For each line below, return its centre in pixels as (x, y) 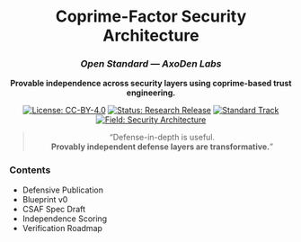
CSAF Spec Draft (54, 209)
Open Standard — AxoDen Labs (151, 64)
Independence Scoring (65, 219)
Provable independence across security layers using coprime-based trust (151, 84)
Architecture (151, 36)
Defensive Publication (62, 190)
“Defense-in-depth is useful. (162, 138)
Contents (30, 170)
